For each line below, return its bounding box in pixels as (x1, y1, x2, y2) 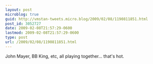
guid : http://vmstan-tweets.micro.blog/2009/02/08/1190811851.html (5, 16, 149, 21)
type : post (5, 35, 28, 40)
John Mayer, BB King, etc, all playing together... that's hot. (5, 53, 125, 59)
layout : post (5, 7, 32, 12)
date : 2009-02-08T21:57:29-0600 (5, 26, 72, 31)
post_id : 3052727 (5, 21, 41, 26)
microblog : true (5, 12, 39, 17)
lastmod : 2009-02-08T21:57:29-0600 (5, 30, 79, 35)
